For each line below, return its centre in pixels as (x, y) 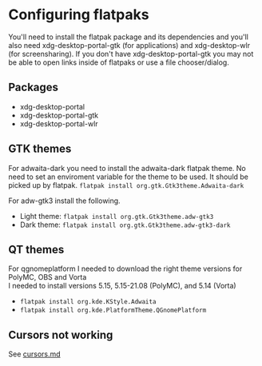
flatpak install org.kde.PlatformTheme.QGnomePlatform (113, 310)
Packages (33, 88)
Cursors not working (61, 334)
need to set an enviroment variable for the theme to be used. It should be (129, 177)
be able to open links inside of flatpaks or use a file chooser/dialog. (119, 62)
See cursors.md (35, 354)
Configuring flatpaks (79, 15)
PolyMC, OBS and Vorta (48, 277)
